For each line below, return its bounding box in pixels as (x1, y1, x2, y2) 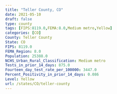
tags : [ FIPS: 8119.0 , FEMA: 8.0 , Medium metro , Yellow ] (5, 26, 113, 31)
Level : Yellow (5, 77, 35, 82)
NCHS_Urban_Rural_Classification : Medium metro (5, 58, 106, 63)
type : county (5, 21, 32, 26)
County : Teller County (5, 35, 52, 40)
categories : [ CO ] (5, 30, 41, 35)
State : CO (5, 40, 26, 45)
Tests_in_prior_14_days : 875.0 (5, 63, 70, 68)
